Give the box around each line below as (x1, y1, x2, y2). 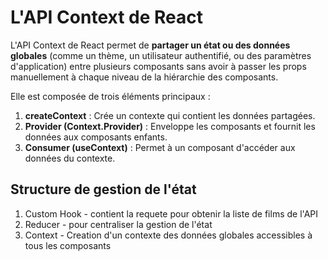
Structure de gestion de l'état (10, 181, 197, 198)
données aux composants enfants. (24, 131, 168, 143)
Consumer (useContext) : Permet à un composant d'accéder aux (24, 141, 296, 153)
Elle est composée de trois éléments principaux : (10, 90, 211, 102)
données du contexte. (24, 152, 116, 164)
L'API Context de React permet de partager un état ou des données (10, 39, 291, 51)
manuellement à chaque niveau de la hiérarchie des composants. (10, 71, 279, 83)
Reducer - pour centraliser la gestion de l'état (24, 218, 213, 230)
